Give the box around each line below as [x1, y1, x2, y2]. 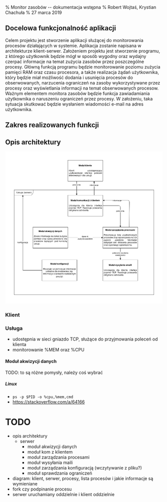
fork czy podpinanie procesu [12, 486, 72, 492]
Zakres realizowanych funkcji [5, 121, 99, 129]
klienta [12, 341, 26, 347]
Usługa [5, 325, 23, 332]
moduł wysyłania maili [27, 459, 73, 465]
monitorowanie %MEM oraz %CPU [12, 347, 85, 353]
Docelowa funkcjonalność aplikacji [5, 24, 116, 32]
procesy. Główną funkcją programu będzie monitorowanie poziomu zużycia [5, 63, 161, 69]
